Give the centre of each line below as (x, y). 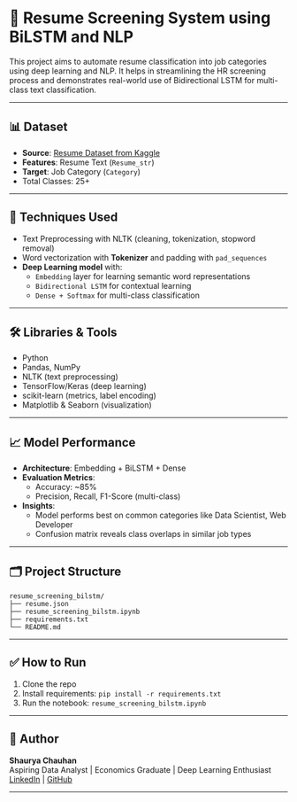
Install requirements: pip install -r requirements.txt (122, 693)
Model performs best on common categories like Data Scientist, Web (161, 515)
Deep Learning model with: (72, 267)
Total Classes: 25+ (56, 181)
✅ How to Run (48, 662)
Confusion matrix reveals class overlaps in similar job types (143, 534)
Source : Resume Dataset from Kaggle (91, 152)
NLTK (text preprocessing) (70, 377)
